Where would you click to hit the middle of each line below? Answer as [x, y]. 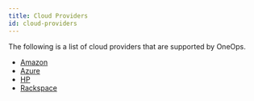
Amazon [34, 62]
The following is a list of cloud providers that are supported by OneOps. [127, 46]
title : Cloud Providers [48, 16]
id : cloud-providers [43, 23]
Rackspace [39, 88]
